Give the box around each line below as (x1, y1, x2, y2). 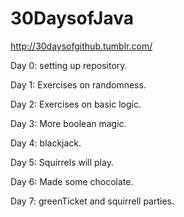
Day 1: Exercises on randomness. (10, 78, 147, 91)
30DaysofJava (10, 7, 134, 30)
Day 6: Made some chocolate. (10, 175, 134, 187)
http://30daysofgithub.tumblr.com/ (10, 40, 153, 52)
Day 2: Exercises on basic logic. (10, 98, 142, 110)
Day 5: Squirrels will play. (10, 156, 114, 168)
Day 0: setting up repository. (10, 59, 128, 71)
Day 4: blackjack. (10, 137, 82, 149)
